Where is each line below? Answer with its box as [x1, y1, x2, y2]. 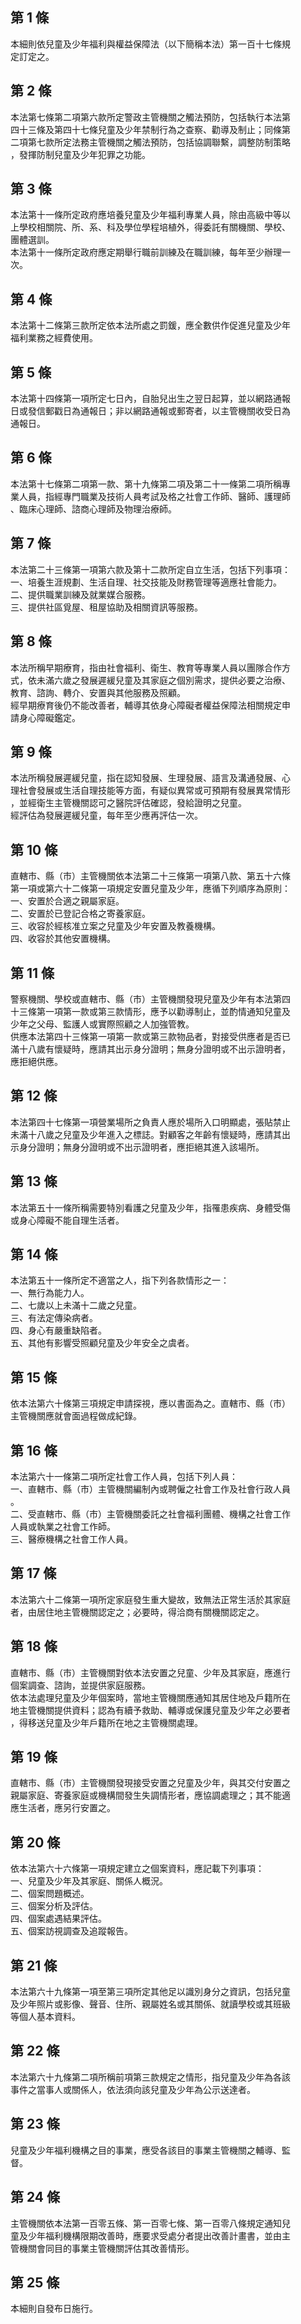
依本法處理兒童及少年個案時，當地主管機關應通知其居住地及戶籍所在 [10, 1691, 291, 1703]
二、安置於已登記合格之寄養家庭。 [10, 908, 151, 920]
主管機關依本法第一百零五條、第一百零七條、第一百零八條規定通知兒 [10, 2217, 291, 2229]
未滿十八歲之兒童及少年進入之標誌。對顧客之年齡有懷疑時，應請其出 [10, 1128, 291, 1140]
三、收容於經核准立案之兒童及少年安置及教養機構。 [10, 920, 221, 932]
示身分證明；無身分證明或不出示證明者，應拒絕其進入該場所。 [10, 1141, 265, 1153]
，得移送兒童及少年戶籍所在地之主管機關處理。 [10, 1716, 203, 1728]
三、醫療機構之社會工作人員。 [10, 1533, 133, 1545]
